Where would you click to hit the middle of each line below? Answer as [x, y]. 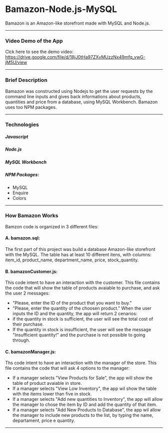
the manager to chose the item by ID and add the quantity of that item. [85, 404]
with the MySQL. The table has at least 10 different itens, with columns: [78, 255]
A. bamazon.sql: [22, 238]
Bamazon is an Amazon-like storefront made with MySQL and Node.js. [78, 23]
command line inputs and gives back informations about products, [73, 96]
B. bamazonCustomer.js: [31, 271]
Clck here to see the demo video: [39, 52]
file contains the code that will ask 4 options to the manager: [67, 368]
